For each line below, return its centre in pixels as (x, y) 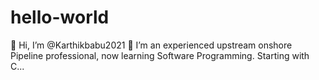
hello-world (60, 17)
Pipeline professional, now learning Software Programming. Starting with (160, 55)
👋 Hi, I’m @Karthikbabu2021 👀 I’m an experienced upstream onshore (151, 45)
